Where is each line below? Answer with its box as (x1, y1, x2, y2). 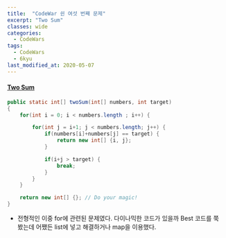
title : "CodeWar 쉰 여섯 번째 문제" (7, 10, 106, 17)
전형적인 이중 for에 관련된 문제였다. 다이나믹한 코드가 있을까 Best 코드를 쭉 (17, 214, 220, 223)
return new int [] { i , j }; (56, 137, 132, 144)
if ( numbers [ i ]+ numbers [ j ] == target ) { (44, 130, 159, 137)
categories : (7, 29, 42, 37)
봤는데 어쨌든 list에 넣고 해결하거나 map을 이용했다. (17, 223, 157, 231)
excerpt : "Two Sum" (7, 17, 64, 24)
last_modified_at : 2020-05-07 (7, 62, 95, 69)
